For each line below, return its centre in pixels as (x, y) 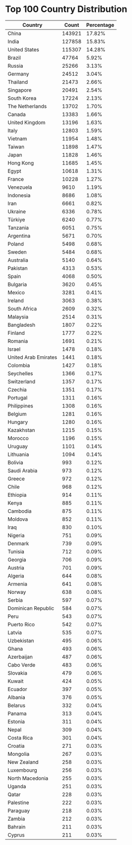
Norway (17, 592)
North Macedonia (28, 778)
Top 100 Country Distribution (66, 9)
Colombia (19, 365)
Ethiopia (17, 495)
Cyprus (16, 835)
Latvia (15, 632)
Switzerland (22, 381)
